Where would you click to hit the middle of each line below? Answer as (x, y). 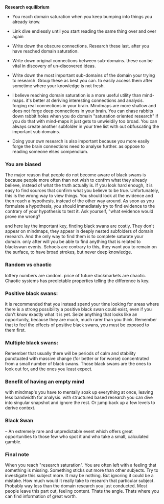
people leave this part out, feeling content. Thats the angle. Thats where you (82, 491)
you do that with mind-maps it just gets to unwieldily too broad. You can (85, 121)
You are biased (23, 164)
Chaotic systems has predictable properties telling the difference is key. (77, 281)
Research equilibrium (27, 7)
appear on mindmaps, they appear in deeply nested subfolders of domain (79, 231)
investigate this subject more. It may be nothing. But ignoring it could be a (80, 476)
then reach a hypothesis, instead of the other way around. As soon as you (80, 201)
